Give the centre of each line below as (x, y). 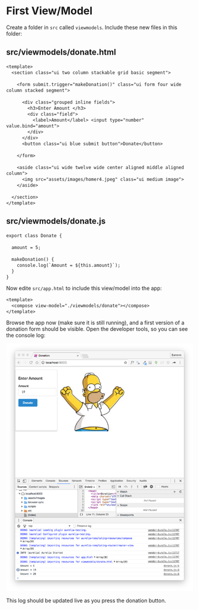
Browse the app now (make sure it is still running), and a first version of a (95, 322)
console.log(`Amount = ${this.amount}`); (68, 265)
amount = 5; (26, 247)
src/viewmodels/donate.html (61, 52)
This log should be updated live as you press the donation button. (86, 601)
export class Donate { (34, 235)
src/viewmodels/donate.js (56, 221)
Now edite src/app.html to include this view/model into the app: (84, 288)
